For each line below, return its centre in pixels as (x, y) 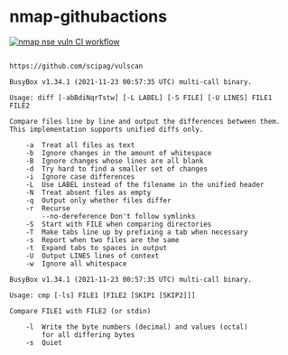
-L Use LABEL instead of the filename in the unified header (145, 184)
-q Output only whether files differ (98, 201)
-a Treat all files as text (80, 145)
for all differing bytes (88, 335)
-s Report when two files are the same (102, 240)
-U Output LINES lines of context (93, 256)
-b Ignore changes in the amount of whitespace (119, 153)
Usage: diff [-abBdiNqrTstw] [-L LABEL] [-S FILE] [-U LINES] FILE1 (141, 98)
